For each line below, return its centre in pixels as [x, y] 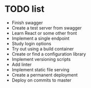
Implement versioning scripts [41, 59]
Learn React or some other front [44, 33]
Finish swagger [27, 23]
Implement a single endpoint [41, 38]
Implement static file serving [41, 69]
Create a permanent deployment [45, 75]
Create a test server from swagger [47, 28]
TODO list [25, 9]
